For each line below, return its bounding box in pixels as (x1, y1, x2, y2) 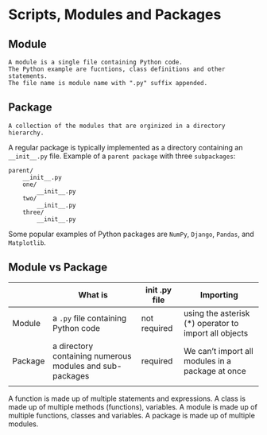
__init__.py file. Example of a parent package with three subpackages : (8, 151, 236, 161)
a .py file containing (52, 313, 127, 324)
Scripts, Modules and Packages (8, 6, 222, 24)
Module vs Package (8, 261, 108, 274)
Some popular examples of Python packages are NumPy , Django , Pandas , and (8, 229, 254, 239)
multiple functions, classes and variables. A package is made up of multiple (8, 410, 256, 420)
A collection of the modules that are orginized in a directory (8, 122, 226, 130)
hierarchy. (8, 129, 44, 137)
